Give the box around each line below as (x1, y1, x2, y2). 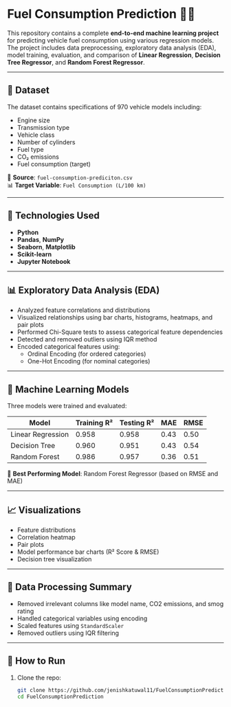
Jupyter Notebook (16, 257, 71, 265)
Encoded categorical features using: (16, 343, 120, 351)
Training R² (75, 418, 113, 428)
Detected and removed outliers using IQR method (16, 335, 157, 344)
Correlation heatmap (16, 533, 76, 541)
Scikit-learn (16, 250, 52, 258)
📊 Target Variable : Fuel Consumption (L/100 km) (7, 181, 146, 189)
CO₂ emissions (16, 153, 60, 161)
